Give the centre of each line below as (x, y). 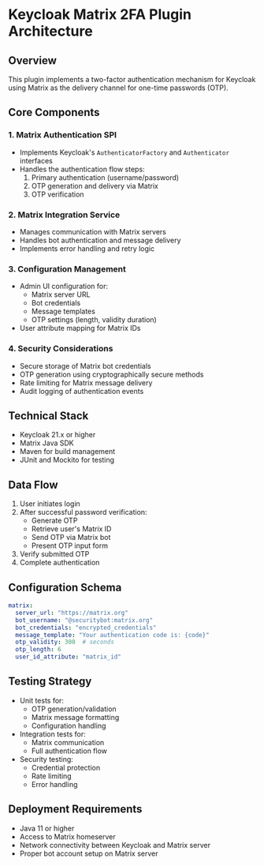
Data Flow (33, 484)
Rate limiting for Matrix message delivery (86, 382)
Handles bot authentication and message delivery (100, 240)
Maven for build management (67, 452)
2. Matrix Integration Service (64, 215)
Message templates (63, 311)
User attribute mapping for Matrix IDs (80, 328)
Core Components (54, 112)
